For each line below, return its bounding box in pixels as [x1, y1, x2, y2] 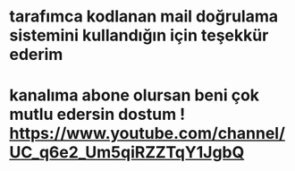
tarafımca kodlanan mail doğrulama [9, 6, 279, 27]
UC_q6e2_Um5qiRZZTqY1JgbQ [9, 142, 245, 163]
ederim [9, 45, 63, 64]
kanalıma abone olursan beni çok [9, 85, 260, 106]
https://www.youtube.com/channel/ [9, 124, 286, 144]
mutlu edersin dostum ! [9, 105, 186, 124]
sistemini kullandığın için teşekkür [9, 25, 269, 46]
